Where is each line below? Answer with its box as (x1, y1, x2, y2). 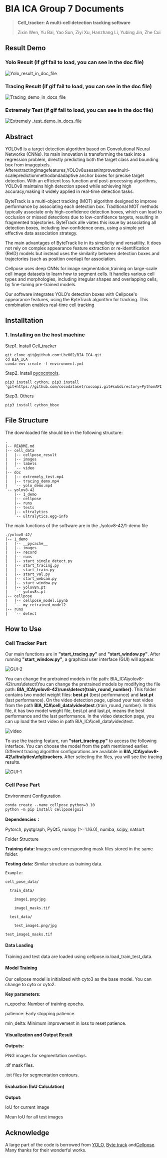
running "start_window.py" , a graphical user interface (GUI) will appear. (5, 656, 155, 662)
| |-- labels (5, 461, 37, 466)
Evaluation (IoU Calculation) (5, 1083, 65, 1089)
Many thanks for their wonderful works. (5, 1147, 86, 1153)
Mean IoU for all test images (5, 1114, 63, 1120)
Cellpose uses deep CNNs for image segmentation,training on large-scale (5, 266, 157, 272)
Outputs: (5, 1043, 24, 1049)
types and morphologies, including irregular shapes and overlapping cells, (5, 276, 158, 282)
